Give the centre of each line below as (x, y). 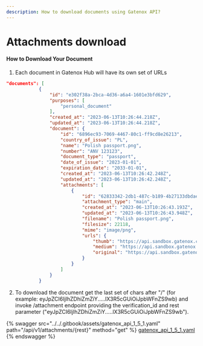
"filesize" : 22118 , (106, 224)
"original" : (108, 253)
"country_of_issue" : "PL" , (94, 140)
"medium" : (105, 247)
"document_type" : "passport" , (98, 157)
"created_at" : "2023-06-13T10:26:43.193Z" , (137, 208)
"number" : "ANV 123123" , (91, 151)
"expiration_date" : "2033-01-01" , (104, 168)
